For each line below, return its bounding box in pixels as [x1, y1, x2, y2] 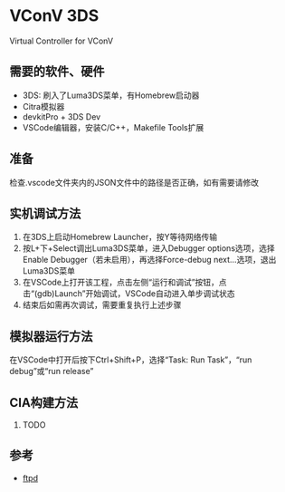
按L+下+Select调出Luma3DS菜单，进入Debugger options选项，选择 [22, 243, 276, 254]
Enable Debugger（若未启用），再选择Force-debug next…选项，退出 [22, 255, 277, 265]
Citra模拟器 [22, 101, 65, 111]
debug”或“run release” [9, 366, 94, 377]
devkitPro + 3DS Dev [22, 111, 101, 122]
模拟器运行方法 [9, 328, 93, 344]
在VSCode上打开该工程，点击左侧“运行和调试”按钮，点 [22, 277, 228, 288]
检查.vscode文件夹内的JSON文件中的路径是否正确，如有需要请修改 [9, 177, 260, 188]
